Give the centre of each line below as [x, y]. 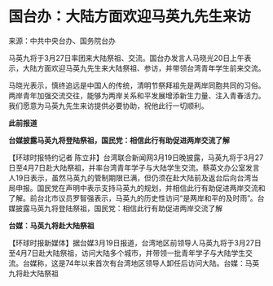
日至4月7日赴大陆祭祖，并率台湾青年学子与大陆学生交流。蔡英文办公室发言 [134, 167]
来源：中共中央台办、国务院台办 [62, 41]
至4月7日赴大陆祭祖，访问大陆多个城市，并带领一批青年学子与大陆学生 [127, 253]
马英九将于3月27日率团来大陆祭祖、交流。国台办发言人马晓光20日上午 [126, 58]
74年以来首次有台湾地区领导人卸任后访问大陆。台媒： [155, 263]
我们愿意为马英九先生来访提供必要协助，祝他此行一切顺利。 [108, 106]
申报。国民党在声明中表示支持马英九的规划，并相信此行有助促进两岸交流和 [140, 188]
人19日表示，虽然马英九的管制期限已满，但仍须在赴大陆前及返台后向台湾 [130, 178]
